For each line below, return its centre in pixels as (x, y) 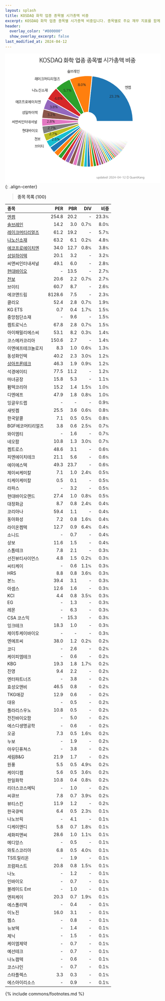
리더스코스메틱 (21, 788)
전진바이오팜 (19, 718)
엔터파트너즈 (19, 679)
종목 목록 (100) (32, 197)
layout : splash (21, 10)
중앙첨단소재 (19, 317)
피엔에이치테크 (21, 457)
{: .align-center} (21, 186)
